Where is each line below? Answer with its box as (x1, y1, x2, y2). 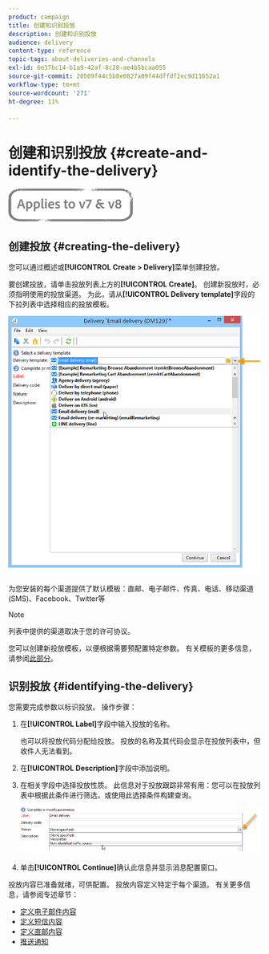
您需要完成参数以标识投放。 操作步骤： (8, 702, 137, 712)
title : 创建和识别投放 (8, 21, 76, 30)
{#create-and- (109, 144, 208, 162)
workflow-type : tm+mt (8, 80, 81, 88)
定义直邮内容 (19, 927, 62, 936)
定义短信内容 (19, 916, 62, 926)
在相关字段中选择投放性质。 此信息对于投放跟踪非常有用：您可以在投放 (19, 781, 254, 790)
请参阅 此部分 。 (8, 654, 58, 664)
